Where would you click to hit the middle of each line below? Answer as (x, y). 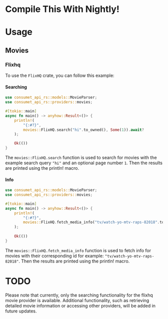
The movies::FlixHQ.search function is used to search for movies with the (81, 158)
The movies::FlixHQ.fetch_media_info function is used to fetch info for (78, 250)
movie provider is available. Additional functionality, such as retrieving (77, 300)
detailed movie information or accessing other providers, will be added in (80, 306)
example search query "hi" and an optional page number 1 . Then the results (84, 163)
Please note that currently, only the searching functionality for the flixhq (79, 295)
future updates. (21, 311)
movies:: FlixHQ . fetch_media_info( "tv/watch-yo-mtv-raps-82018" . (91, 222)
